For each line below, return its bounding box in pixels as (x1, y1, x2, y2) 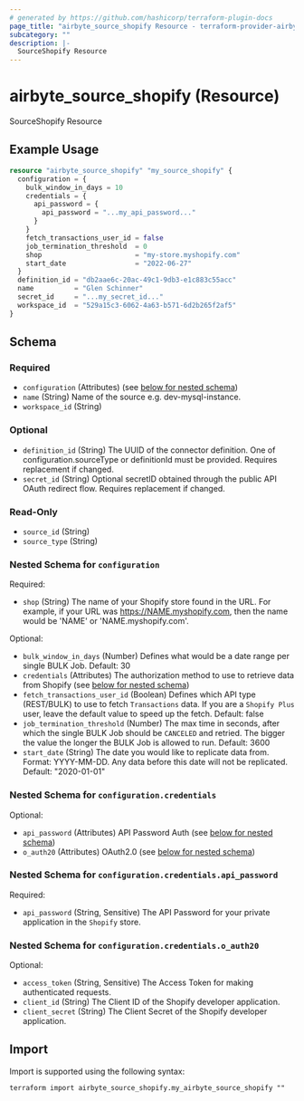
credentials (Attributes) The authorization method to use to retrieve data (22, 670, 295, 681)
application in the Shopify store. (22, 916, 142, 927)
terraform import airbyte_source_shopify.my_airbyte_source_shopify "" (9, 1083, 285, 1092)
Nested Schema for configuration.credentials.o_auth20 (9, 939, 260, 952)
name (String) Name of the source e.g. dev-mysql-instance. (22, 391, 242, 403)
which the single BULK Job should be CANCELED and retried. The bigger (22, 728, 286, 739)
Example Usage (9, 142, 100, 158)
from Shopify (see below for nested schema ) (22, 680, 190, 691)
